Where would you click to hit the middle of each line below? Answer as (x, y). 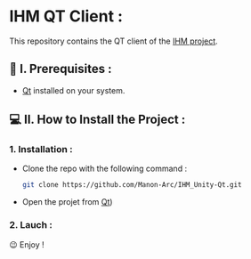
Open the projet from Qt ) (67, 202)
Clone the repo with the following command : (105, 169)
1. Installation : (41, 150)
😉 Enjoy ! (27, 244)
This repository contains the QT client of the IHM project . (113, 41)
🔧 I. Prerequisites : (61, 69)
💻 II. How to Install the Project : (97, 120)
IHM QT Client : (66, 16)
